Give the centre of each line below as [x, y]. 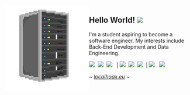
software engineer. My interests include [137, 40]
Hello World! [112, 20]
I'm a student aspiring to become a [131, 34]
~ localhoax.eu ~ [110, 76]
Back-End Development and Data [129, 47]
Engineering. [104, 53]
